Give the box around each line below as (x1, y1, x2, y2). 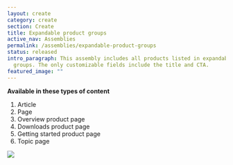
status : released (7, 49, 58, 56)
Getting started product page (17, 129, 101, 138)
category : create (7, 17, 58, 23)
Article (17, 100, 37, 108)
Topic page (17, 137, 50, 145)
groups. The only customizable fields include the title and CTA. (13, 61, 209, 68)
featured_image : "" (7, 68, 64, 75)
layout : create (7, 10, 51, 17)
